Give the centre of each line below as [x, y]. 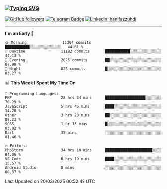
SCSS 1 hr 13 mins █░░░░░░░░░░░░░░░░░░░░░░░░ [83, 124]
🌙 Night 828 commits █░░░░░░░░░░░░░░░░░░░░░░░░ [83, 69]
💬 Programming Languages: [32, 94]
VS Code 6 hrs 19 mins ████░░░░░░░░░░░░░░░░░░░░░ [83, 159]
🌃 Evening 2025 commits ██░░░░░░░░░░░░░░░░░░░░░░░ [83, 60]
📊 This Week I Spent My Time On [40, 83]
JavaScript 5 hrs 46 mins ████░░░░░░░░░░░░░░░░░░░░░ [83, 107]
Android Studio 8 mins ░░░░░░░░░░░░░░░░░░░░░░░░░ [83, 168]
